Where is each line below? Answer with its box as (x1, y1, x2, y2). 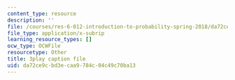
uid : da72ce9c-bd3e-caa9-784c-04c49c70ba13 (7, 62, 136, 69)
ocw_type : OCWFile (7, 42, 61, 49)
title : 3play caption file (7, 56, 86, 63)
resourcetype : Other (7, 49, 68, 56)
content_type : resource (7, 10, 77, 17)
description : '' (7, 17, 55, 24)
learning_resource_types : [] (7, 36, 92, 43)
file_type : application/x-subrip (7, 29, 105, 37)
